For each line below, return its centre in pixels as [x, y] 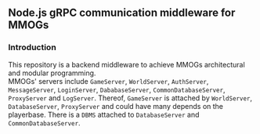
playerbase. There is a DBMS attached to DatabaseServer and [104, 114]
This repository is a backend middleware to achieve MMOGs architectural [126, 64]
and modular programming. [52, 73]
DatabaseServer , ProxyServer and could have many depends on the [116, 106]
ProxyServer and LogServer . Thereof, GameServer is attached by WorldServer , [130, 98]
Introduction [32, 48]
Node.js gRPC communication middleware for [122, 13]
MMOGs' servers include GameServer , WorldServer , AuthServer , [108, 81]
